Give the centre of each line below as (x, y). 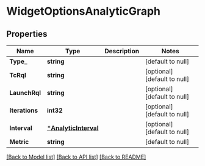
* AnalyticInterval (73, 128)
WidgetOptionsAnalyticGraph (83, 11)
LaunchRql (25, 93)
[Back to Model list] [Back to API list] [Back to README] (76, 157)
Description (122, 51)
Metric (19, 142)
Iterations (24, 110)
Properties (27, 34)
